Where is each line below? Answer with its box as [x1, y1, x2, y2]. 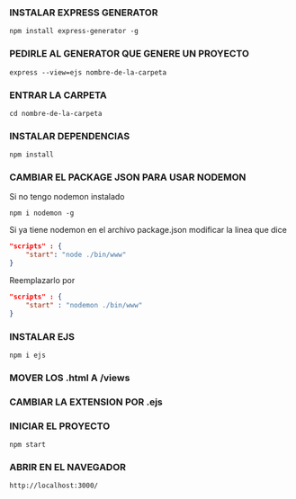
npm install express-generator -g [9, 27, 139, 36]
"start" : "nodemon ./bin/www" [25, 300, 143, 309]
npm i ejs [9, 351, 47, 361]
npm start [9, 441, 47, 450]
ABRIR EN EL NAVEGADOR [9, 461, 127, 474]
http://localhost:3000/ [9, 481, 99, 491]
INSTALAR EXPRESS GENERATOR [9, 6, 158, 19]
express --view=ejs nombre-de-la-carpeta [9, 67, 167, 77]
